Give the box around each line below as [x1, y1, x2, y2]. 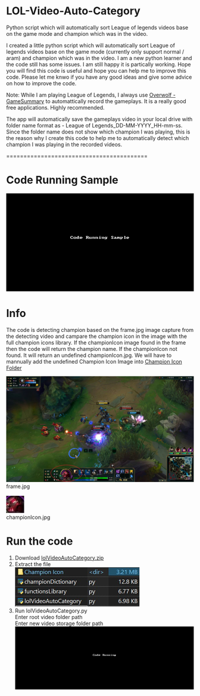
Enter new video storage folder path [14, 620, 104, 627]
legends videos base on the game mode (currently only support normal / [6, 48, 185, 55]
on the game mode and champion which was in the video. [6, 30, 148, 37]
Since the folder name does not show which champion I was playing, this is [6, 128, 190, 135]
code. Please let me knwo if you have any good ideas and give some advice [6, 73, 192, 80]
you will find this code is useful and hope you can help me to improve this [6, 67, 186, 74]
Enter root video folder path [14, 613, 83, 620]
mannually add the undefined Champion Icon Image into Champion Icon [6, 358, 183, 365]
